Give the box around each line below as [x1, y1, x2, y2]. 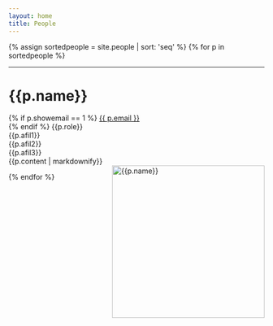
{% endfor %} [8, 172, 55, 182]
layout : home [8, 11, 53, 20]
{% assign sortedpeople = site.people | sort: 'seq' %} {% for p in [8, 41, 225, 51]
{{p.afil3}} [8, 148, 42, 158]
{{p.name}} [8, 86, 88, 105]
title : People [8, 20, 57, 28]
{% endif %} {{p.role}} [8, 122, 84, 132]
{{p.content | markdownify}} [8, 156, 103, 167]
